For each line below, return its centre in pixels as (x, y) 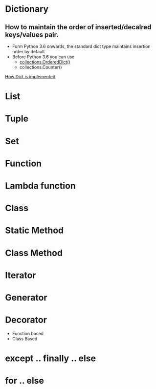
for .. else (24, 381)
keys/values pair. (32, 34)
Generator (26, 297)
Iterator (21, 275)
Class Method (34, 253)
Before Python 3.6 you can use (43, 57)
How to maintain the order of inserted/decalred (78, 27)
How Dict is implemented (30, 76)
